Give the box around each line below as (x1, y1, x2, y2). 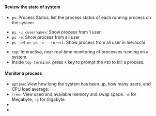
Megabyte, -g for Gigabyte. (11, 97, 66, 102)
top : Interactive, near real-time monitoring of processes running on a (11, 49, 149, 55)
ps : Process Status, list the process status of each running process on (11, 15, 151, 20)
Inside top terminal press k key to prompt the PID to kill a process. (11, 59, 145, 65)
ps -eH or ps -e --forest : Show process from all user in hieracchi (11, 39, 145, 46)
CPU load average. (11, 86, 49, 92)
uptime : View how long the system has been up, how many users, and (11, 81, 151, 87)
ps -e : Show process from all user (11, 34, 80, 40)
